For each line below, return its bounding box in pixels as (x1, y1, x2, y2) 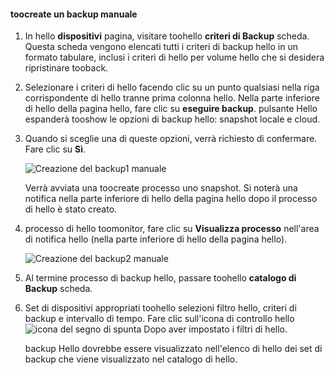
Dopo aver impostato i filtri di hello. (143, 323, 288, 335)
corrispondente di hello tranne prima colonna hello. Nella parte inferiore (24, 92, 320, 104)
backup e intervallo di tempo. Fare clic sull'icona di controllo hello (24, 313, 295, 325)
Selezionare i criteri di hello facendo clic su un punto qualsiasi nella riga (24, 81, 320, 94)
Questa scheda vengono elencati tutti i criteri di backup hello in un (24, 41, 298, 53)
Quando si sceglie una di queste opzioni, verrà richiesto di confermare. (24, 133, 318, 145)
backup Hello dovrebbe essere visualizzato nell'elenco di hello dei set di (24, 343, 323, 355)
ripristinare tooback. (24, 62, 109, 74)
